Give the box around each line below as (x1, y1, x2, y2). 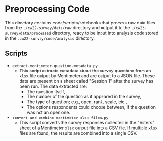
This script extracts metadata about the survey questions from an (19, 68, 151, 73)
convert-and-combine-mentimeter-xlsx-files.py (12, 115, 109, 120)
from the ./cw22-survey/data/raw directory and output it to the (5, 24, 130, 30)
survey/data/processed (5, 31, 51, 36)
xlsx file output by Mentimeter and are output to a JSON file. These (19, 72, 155, 79)
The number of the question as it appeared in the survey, (26, 94, 142, 99)
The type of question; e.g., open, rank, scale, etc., (26, 99, 127, 105)
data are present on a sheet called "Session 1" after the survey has (19, 78, 154, 84)
